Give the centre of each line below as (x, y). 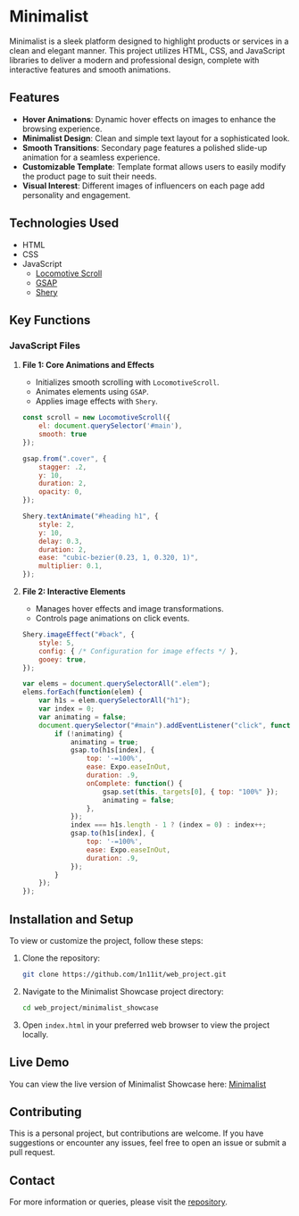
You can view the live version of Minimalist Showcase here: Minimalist (137, 1084)
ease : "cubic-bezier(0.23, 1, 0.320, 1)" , (119, 558)
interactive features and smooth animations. (90, 70)
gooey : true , (63, 659)
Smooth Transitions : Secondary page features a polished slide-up (145, 147)
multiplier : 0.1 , (71, 566)
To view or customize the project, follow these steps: (106, 940)
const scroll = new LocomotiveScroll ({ (96, 418)
